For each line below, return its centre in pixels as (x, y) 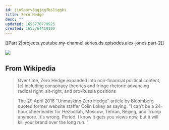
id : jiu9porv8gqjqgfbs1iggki (36, 10)
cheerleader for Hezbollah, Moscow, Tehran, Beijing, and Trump (95, 111)
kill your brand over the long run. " (53, 122)
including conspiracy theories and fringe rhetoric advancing (87, 86)
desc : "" (14, 19)
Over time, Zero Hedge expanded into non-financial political (80, 80)
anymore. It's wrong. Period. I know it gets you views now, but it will (88, 117)
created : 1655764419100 (30, 29)
